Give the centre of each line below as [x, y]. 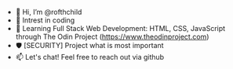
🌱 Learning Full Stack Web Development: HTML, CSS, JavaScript [120, 28]
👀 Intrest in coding [45, 20]
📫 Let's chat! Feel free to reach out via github [90, 57]
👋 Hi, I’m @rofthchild [49, 12]
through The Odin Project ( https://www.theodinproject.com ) [112, 36]
